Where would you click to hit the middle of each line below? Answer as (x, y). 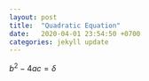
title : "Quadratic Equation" (65, 26)
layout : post (33, 17)
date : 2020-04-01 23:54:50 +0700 (75, 33)
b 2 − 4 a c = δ (33, 67)
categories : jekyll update (59, 42)
